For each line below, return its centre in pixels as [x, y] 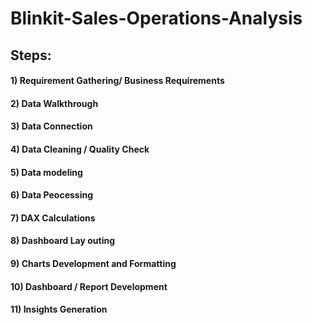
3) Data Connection [51, 126]
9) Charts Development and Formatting [93, 263]
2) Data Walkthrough [54, 103]
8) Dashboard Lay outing [63, 241]
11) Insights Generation [59, 309]
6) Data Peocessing [52, 195]
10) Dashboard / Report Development [89, 286]
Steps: [31, 55]
